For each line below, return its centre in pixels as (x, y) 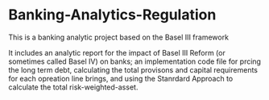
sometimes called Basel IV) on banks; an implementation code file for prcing (135, 61)
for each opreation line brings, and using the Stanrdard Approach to (121, 78)
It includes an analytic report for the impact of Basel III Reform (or (117, 52)
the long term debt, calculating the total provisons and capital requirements (133, 69)
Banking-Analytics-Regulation (112, 15)
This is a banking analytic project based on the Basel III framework (119, 37)
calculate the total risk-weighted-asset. (73, 87)
